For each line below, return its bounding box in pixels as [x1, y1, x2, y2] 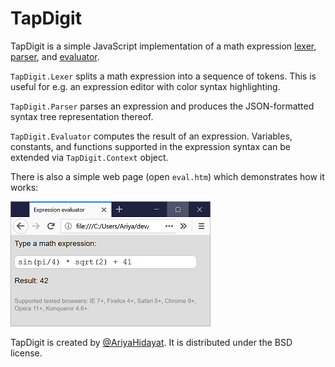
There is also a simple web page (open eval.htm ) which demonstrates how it [10, 170, 325, 182]
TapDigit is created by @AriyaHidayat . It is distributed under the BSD [10, 336, 293, 348]
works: [10, 181, 39, 193]
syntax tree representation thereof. [10, 110, 154, 122]
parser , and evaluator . [10, 50, 100, 62]
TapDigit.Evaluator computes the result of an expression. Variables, [10, 130, 293, 142]
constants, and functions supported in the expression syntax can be [10, 140, 291, 152]
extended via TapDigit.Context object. [10, 151, 169, 163]
